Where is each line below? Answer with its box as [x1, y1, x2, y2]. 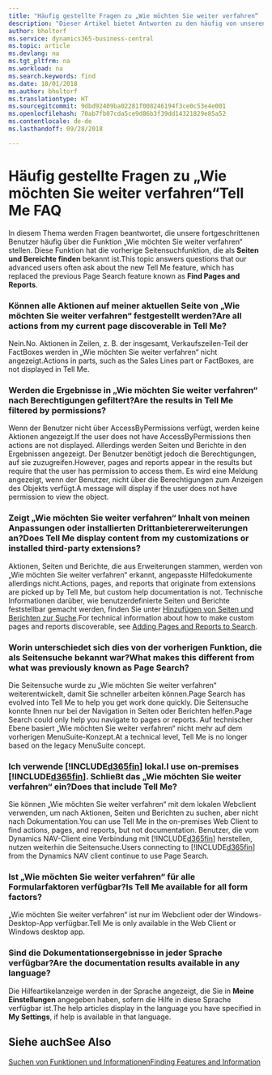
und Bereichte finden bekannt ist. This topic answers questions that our [8, 254, 247, 263]
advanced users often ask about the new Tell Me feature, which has [8, 262, 235, 272]
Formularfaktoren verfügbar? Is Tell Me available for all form [8, 881, 249, 893]
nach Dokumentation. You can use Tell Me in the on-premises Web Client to [8, 817, 259, 826]
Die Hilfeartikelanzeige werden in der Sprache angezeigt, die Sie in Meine [8, 986, 255, 996]
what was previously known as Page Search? [8, 662, 189, 673]
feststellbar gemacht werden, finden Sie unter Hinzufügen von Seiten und [8, 604, 254, 614]
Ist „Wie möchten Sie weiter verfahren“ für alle [8, 872, 196, 883]
